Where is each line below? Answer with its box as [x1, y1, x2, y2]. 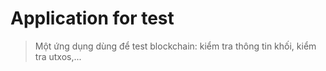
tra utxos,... [34, 50, 82, 62]
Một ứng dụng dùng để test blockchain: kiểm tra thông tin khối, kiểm [34, 40, 317, 52]
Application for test [10, 7, 175, 30]
